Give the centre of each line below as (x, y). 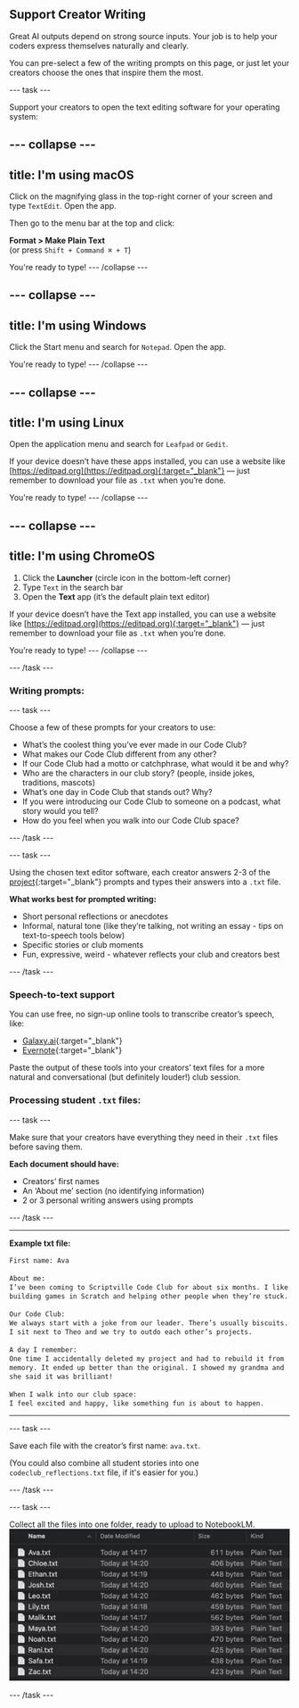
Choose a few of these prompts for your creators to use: (113, 727)
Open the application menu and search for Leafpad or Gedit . (119, 444)
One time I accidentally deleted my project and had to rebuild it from (147, 1359)
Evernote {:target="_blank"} (72, 1050)
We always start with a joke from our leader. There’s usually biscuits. (149, 1323)
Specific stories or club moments (83, 944)
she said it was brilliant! (61, 1376)
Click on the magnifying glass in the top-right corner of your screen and (141, 196)
